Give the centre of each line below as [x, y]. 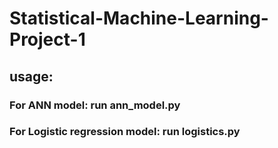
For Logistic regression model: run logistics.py [125, 132]
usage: [31, 76]
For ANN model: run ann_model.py [95, 105]
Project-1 [47, 39]
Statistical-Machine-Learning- [139, 18]
